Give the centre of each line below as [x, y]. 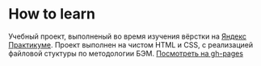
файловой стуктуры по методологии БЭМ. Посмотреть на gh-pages [126, 53]
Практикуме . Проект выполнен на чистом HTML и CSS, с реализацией [130, 44]
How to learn [52, 14]
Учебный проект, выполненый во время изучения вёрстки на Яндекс [128, 36]
